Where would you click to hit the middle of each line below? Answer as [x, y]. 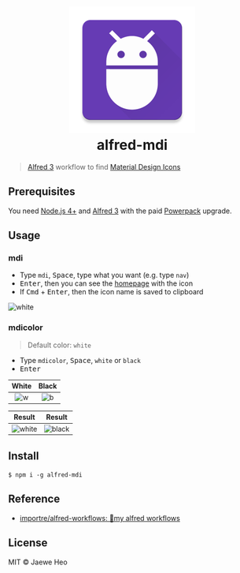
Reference [34, 499]
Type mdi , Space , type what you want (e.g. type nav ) [104, 275]
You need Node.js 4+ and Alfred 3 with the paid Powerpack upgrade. [120, 211]
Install [24, 456]
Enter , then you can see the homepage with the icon [106, 283]
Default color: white [59, 345]
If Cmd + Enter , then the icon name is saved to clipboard [111, 292]
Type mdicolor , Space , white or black [80, 360]
